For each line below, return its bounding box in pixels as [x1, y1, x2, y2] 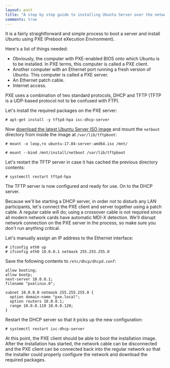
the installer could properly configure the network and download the [5, 351, 148, 357]
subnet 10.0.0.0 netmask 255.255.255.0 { [5, 290, 94, 295]
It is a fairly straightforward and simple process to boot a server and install [5, 31, 160, 37]
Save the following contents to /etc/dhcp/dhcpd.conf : [5, 258, 116, 264]
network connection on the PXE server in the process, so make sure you [5, 220, 156, 226]
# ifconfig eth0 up [5, 245, 47, 250]
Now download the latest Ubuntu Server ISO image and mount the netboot [5, 126, 160, 132]
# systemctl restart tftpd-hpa [5, 174, 71, 180]
